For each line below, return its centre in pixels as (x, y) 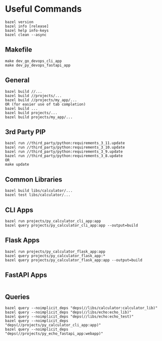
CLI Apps (19, 210)
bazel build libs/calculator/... (39, 191)
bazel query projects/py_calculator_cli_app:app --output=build (72, 225)
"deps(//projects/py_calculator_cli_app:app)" (53, 325)
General (18, 80)
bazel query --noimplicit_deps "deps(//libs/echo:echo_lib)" (68, 312)
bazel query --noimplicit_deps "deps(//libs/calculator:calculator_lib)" (81, 308)
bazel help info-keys (27, 30)
